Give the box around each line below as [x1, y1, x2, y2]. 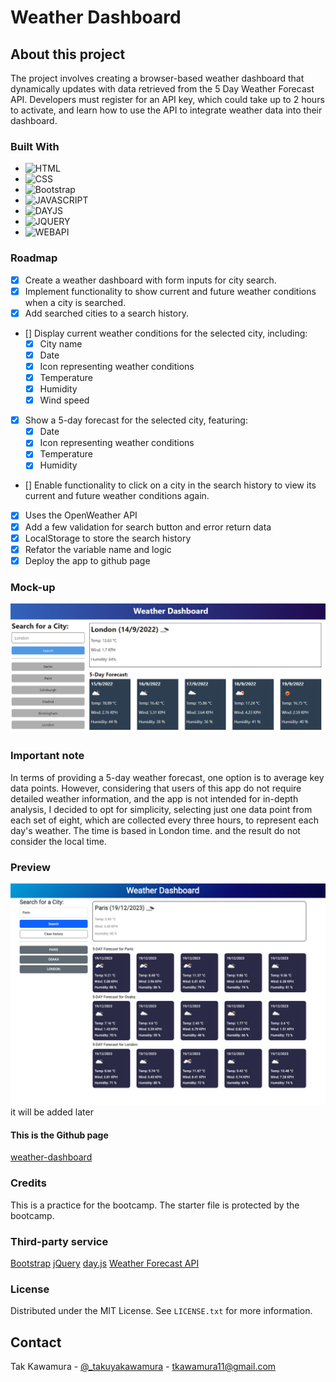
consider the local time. [10, 835, 107, 847]
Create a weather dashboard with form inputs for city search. [24, 274, 277, 286]
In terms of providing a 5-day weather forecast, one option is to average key [10, 771, 325, 783]
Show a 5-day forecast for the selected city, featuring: [24, 414, 248, 426]
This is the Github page [10, 1129, 109, 1141]
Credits [10, 1176, 47, 1190]
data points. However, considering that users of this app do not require [10, 782, 302, 794]
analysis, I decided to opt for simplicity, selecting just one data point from [10, 803, 313, 815]
